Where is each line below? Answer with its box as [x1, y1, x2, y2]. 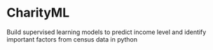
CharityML [6, 5, 70, 21]
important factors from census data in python [6, 35, 138, 43]
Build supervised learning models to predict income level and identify [6, 28, 207, 36]
